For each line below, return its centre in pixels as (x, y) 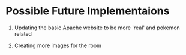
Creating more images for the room (58, 45)
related (23, 33)
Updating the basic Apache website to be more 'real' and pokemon (97, 27)
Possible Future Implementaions (88, 11)
